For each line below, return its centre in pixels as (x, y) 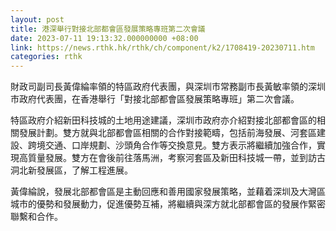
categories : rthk (46, 57)
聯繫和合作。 (36, 217)
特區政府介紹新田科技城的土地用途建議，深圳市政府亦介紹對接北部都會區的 (163, 120)
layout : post (37, 19)
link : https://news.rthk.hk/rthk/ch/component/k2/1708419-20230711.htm (162, 47)
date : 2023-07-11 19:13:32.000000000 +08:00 (104, 38)
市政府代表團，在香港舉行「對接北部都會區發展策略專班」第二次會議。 (155, 99)
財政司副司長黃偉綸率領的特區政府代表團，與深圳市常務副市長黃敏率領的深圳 (168, 87)
